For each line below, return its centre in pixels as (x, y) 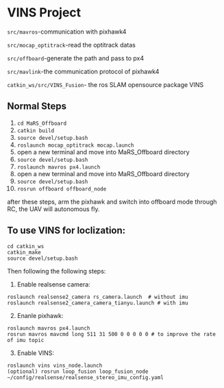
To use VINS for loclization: (66, 231)
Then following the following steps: (57, 271)
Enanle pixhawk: (40, 315)
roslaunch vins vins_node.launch (55, 365)
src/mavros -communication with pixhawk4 (67, 32)
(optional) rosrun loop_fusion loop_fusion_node (78, 372)
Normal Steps (37, 107)
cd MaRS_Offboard (42, 123)
